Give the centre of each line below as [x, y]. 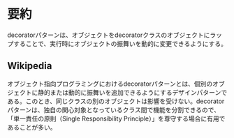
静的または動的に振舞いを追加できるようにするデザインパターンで [132, 92]
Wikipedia [30, 66]
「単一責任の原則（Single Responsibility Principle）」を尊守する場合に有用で [116, 118]
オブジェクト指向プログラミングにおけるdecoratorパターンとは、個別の [110, 84]
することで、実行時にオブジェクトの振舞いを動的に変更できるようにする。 [120, 43]
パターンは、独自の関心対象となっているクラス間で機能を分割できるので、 [114, 109]
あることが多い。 [32, 127]
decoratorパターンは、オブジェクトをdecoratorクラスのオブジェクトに [109, 35]
